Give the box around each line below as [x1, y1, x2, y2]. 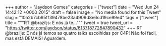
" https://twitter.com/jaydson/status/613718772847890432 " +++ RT [5, 25, 143, 31]
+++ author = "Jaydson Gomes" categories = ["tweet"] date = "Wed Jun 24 [5, 4, 160, 10]
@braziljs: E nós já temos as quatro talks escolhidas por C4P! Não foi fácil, [5, 30, 157, 36]
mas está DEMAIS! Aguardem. [5, 35, 67, 41]
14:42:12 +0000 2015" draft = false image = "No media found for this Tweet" [5, 9, 161, 15]
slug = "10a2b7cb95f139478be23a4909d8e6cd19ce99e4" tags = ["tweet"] [5, 15, 159, 20]
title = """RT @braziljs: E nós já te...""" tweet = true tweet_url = [5, 20, 133, 25]
